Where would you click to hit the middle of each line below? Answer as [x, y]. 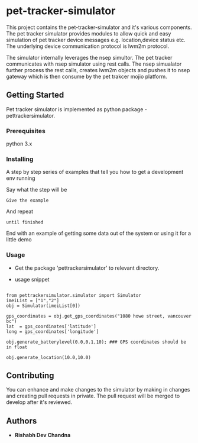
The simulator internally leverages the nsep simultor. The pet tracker [89, 57]
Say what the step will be [37, 190]
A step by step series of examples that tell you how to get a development [95, 172]
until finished [25, 222]
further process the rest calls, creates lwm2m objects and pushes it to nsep [98, 70]
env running [21, 178]
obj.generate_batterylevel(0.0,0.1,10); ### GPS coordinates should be [96, 342]
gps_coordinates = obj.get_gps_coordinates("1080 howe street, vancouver [99, 316]
